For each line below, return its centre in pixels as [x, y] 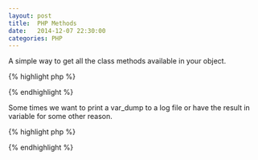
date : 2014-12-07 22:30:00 [57, 31]
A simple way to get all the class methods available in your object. [117, 61]
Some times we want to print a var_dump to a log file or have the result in [129, 108]
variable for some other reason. [60, 117]
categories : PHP [35, 38]
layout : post [30, 16]
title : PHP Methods [43, 23]
